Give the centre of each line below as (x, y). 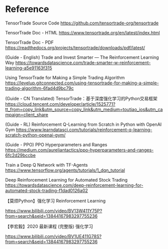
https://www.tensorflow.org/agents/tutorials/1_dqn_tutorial (65, 170)
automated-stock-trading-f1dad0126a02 (47, 190)
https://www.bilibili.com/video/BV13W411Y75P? (54, 211)
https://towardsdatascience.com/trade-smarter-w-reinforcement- (83, 62)
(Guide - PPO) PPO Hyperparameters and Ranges (56, 144)
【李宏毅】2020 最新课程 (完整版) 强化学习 (49, 226)
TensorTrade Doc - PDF (29, 42)
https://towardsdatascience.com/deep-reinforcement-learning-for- (74, 185)
